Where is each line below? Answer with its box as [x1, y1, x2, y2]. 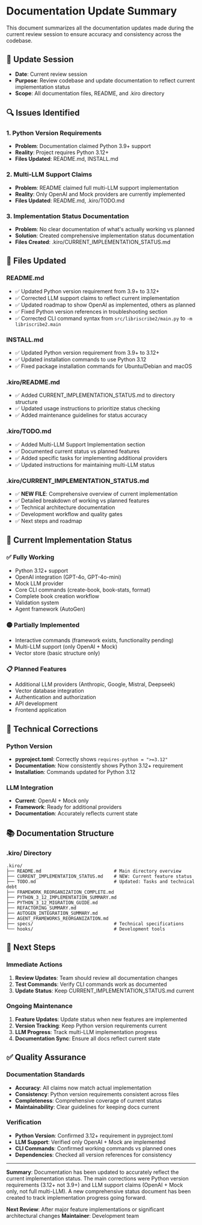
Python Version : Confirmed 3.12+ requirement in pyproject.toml [14, 1132, 173, 1139]
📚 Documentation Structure [6, 828, 114, 838]
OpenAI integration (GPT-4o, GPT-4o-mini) [14, 573, 121, 581]
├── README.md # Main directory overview [6, 868, 182, 874]
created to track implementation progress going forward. [6, 1194, 147, 1201]
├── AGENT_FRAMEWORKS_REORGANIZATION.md [6, 915, 109, 921]
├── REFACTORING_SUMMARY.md [6, 905, 77, 911]
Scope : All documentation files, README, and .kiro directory [14, 89, 165, 97]
